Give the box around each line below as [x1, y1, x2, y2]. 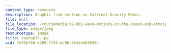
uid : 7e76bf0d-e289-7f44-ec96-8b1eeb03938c [5, 40, 99, 45]
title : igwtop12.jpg [5, 36, 49, 41]
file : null [5, 17, 28, 22]
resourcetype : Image [5, 31, 49, 36]
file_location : [5, 21, 38, 27]
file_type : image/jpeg [5, 26, 53, 31]
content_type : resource [5, 7, 56, 13]
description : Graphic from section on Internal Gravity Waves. [5, 12, 142, 17]
